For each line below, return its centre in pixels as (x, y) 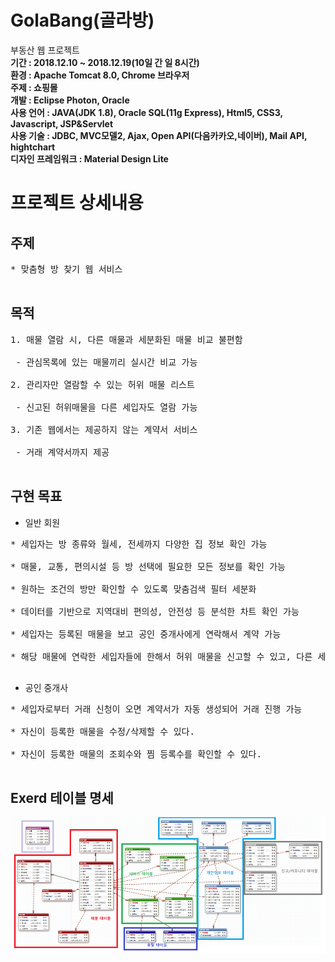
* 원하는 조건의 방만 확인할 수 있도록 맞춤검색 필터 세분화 (133, 589)
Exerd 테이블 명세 (62, 797)
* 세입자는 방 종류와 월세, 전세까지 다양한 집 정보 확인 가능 (139, 544)
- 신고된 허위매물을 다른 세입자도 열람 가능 (106, 407)
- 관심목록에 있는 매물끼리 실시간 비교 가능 (106, 362)
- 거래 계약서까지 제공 (62, 452)
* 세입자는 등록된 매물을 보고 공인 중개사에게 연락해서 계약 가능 (146, 634)
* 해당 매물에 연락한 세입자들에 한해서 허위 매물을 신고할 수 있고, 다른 (161, 656)
